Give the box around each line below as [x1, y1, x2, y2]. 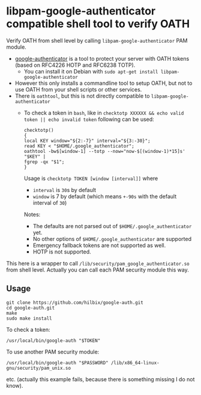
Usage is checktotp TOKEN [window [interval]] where [23, 175, 158, 182]
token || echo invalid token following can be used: [23, 116, 154, 123]
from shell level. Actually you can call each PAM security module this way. [6, 266, 189, 273]
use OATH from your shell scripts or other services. [14, 86, 142, 93]
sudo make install [6, 315, 52, 322]
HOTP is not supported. [32, 248, 91, 255]
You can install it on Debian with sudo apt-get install [23, 67, 158, 75]
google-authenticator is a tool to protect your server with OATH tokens [14, 55, 190, 62]
